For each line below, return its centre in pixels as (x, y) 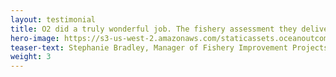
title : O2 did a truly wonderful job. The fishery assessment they (154, 29)
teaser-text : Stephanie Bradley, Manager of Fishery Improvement (149, 47)
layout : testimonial (53, 19)
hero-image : (35, 38)
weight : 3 (31, 57)
